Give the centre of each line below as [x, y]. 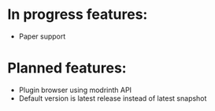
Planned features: [67, 68]
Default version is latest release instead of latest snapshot [113, 98]
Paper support [42, 36]
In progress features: [78, 15]
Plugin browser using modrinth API [75, 90]
